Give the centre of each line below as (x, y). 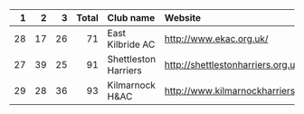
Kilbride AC (131, 44)
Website (183, 18)
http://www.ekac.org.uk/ (216, 38)
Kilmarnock (132, 85)
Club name (131, 18)
